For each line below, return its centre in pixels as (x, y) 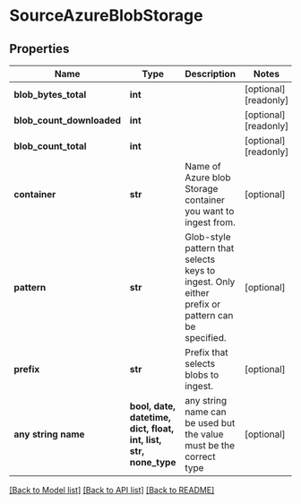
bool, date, (153, 406)
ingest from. (210, 222)
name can (206, 412)
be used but (210, 423)
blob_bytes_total (50, 95)
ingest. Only (210, 282)
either (197, 293)
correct (200, 456)
